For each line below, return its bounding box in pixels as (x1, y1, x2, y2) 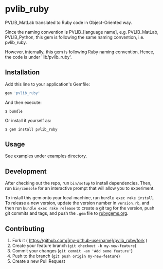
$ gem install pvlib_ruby (5, 127, 57, 132)
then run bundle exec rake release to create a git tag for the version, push (5, 205, 155, 211)
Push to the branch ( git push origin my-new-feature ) (12, 253, 120, 259)
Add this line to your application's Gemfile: (5, 81, 90, 87)
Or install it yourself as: (5, 117, 51, 123)
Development (5, 167, 47, 175)
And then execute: (5, 99, 42, 105)
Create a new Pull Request (12, 258, 66, 264)
